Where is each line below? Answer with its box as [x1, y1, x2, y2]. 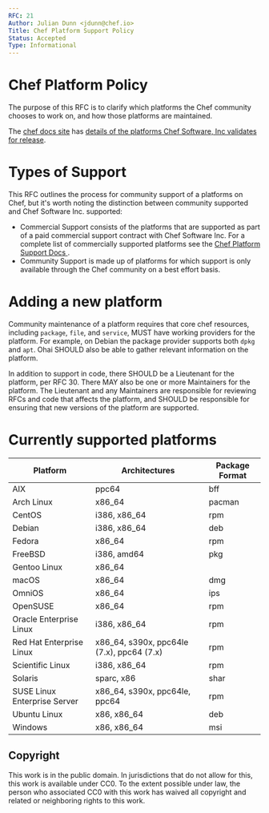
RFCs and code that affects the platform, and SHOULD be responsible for [8, 394, 250, 404]
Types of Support [8, 163, 126, 181]
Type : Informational [8, 42, 78, 50]
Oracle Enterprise [12, 614, 78, 625]
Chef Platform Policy [8, 76, 148, 95]
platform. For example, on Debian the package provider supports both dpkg [8, 336, 255, 345]
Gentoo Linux [12, 561, 62, 573]
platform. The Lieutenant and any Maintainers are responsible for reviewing [8, 385, 256, 395]
